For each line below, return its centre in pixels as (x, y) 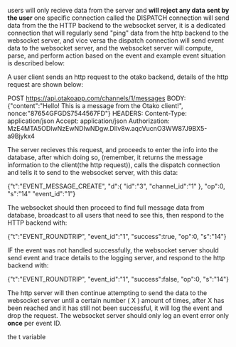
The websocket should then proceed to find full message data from (106, 208)
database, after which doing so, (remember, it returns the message (105, 157)
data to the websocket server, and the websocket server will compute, (110, 48)
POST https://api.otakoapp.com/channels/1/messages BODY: (97, 98)
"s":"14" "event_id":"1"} (42, 194)
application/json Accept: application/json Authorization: (88, 121)
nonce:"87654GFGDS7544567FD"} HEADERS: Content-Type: (97, 113)
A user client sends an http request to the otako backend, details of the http (118, 77)
